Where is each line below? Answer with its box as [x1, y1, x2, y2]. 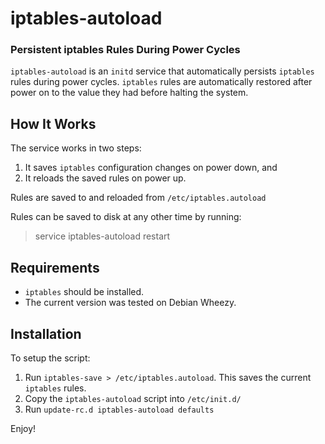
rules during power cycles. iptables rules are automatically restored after [10, 76, 313, 88]
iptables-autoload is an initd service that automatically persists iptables [10, 65, 315, 77]
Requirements [10, 259, 100, 276]
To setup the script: [10, 352, 91, 364]
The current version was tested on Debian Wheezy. [24, 297, 237, 309]
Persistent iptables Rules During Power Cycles [10, 43, 241, 57]
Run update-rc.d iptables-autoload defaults [24, 403, 215, 415]
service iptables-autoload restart [34, 230, 171, 242]
